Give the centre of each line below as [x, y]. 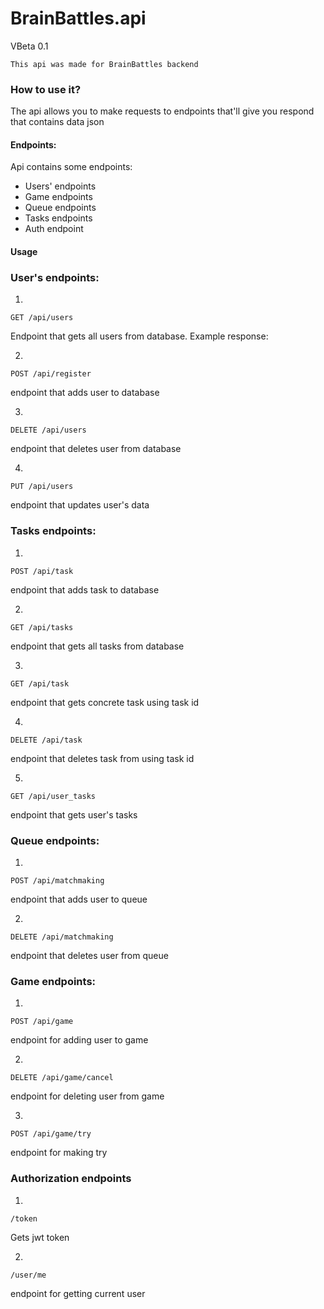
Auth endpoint [54, 229]
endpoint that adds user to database [85, 393]
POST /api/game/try [51, 1134]
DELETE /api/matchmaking [62, 937]
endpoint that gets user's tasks [74, 814]
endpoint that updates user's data [80, 505]
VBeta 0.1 [29, 46]
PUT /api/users [42, 487]
